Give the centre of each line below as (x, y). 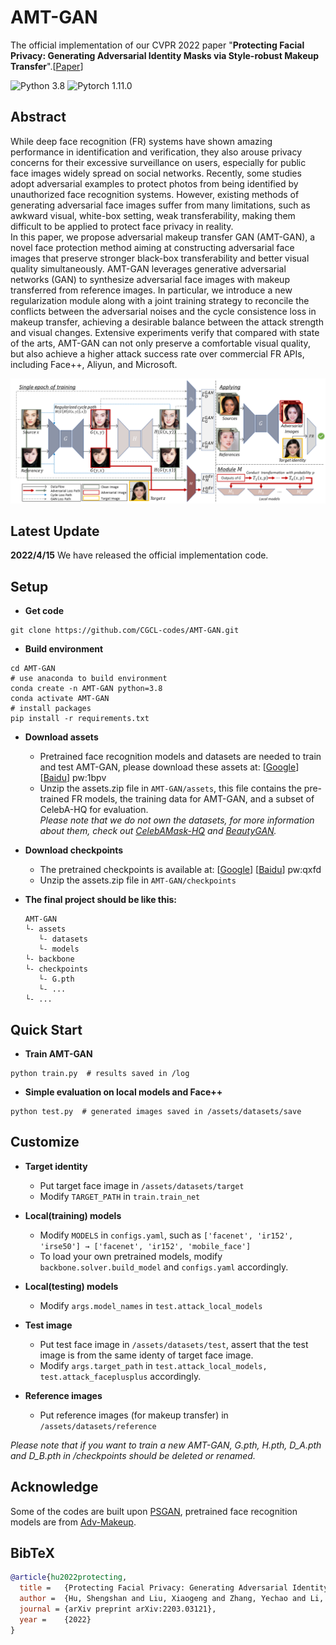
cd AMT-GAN (33, 669)
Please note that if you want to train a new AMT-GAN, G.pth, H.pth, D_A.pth (166, 1445)
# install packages (51, 709)
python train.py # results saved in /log (100, 1074)
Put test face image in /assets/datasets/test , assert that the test (174, 1344)
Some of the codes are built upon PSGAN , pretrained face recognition (154, 1511)
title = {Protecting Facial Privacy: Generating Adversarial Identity (174, 1588)
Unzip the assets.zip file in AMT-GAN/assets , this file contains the (170, 788)
